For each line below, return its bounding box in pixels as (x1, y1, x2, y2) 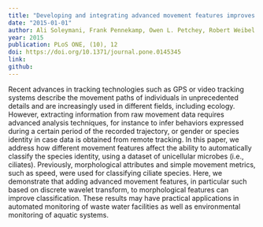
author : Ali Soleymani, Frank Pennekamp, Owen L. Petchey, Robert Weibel (8, 26, 256, 34)
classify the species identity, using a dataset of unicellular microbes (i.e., (8, 151, 244, 161)
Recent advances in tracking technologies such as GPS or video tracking (8, 84, 244, 94)
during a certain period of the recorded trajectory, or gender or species (8, 126, 239, 136)
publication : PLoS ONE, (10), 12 (8, 41, 118, 49)
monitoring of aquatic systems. (8, 210, 109, 219)
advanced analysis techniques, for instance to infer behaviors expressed (8, 117, 244, 127)
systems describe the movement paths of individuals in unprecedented (8, 92, 239, 102)
